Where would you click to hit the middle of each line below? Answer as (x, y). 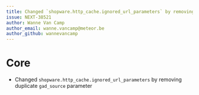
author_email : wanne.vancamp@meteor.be (55, 28)
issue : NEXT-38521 (29, 17)
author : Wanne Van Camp (36, 23)
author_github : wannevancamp (42, 34)
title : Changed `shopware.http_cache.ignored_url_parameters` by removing (100, 12)
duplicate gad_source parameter (54, 86)
